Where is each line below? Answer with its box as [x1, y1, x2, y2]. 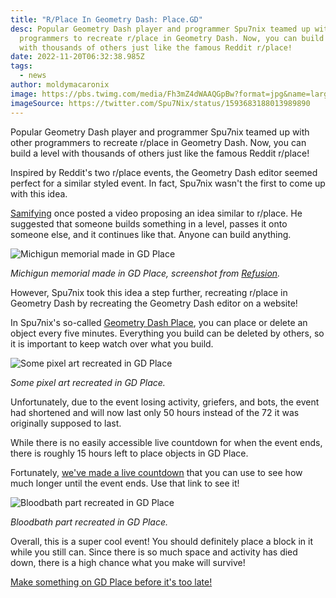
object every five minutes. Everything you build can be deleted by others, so [10, 327, 325, 339]
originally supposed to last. [10, 417, 122, 429]
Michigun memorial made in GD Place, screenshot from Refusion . [10, 267, 281, 279]
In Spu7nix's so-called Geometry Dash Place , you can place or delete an [10, 316, 308, 328]
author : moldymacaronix [10, 80, 110, 90]
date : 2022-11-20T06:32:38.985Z [10, 52, 145, 62]
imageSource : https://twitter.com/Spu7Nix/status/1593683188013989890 [10, 98, 311, 108]
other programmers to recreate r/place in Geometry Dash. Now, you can [10, 136, 307, 148]
